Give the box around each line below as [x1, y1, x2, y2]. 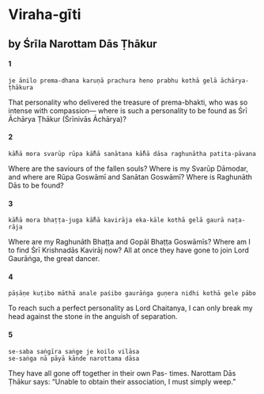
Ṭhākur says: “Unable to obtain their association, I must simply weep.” [8, 377, 236, 386]
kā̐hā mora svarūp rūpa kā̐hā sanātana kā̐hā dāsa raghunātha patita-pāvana [8, 150, 257, 157]
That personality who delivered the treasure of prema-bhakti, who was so [8, 97, 248, 107]
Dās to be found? [8, 180, 65, 190]
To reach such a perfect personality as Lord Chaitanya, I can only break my [8, 303, 253, 313]
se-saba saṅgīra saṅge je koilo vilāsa [8, 347, 140, 355]
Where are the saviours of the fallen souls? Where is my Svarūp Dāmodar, [8, 164, 249, 173]
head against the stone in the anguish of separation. [8, 312, 178, 321]
